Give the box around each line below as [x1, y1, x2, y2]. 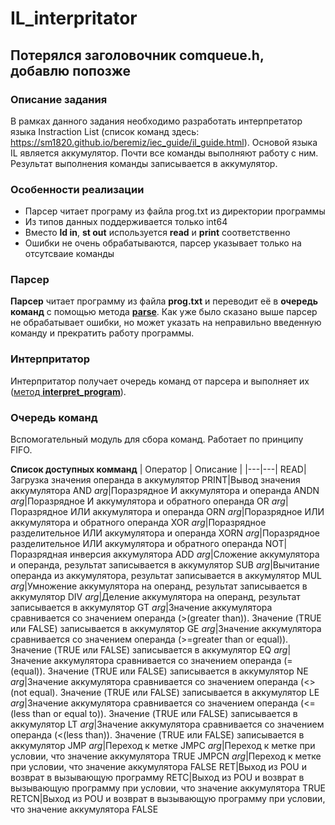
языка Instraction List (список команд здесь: [10, 125, 200, 137]
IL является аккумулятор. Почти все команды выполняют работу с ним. [10, 147, 319, 159]
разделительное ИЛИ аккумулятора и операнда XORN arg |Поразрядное [10, 527, 320, 539]
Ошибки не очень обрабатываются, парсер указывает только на [24, 237, 302, 249]
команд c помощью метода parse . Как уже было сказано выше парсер [10, 306, 318, 318]
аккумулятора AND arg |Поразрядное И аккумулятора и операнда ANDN [10, 485, 320, 497]
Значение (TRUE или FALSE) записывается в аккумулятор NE [47, 665, 309, 677]
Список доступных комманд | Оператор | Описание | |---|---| [10, 463, 278, 476]
